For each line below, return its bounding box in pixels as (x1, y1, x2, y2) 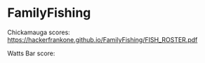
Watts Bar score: (7, 49, 55, 57)
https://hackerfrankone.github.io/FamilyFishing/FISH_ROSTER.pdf (7, 35, 198, 43)
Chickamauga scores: (7, 28, 70, 36)
